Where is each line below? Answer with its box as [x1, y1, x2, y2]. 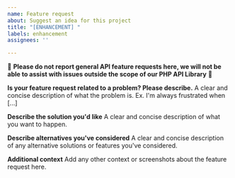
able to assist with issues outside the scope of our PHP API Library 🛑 [7, 70, 212, 79]
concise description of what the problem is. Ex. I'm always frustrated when [7, 91, 226, 100]
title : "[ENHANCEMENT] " [7, 23, 81, 30]
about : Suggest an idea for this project [7, 17, 132, 24]
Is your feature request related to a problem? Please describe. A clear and [7, 84, 228, 92]
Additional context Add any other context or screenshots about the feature [7, 155, 227, 164]
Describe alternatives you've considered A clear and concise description [7, 134, 224, 143]
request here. [7, 162, 47, 171]
